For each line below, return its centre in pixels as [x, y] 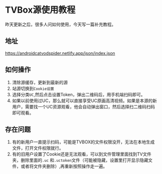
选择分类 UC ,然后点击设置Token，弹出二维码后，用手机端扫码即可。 [79, 94]
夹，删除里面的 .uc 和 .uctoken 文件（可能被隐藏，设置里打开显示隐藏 [80, 160]
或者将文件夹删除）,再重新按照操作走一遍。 [64, 166]
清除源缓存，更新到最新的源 [40, 82]
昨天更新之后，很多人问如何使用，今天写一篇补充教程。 [60, 24]
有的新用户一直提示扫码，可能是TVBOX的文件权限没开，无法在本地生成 [83, 142]
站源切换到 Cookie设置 [33, 88]
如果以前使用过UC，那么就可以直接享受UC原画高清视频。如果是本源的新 [84, 101]
